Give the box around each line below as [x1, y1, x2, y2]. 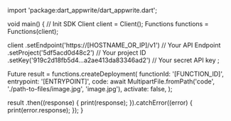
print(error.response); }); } [7, 106, 84, 114]
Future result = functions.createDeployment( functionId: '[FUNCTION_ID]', [7, 70, 224, 78]
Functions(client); [7, 28, 59, 35]
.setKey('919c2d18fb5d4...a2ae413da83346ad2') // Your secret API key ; [7, 56, 220, 64]
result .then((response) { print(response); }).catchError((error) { [7, 98, 193, 107]
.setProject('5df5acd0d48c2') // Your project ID [7, 49, 146, 57]
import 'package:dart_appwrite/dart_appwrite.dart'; [7, 6, 158, 14]
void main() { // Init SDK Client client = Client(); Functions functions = [7, 20, 209, 28]
